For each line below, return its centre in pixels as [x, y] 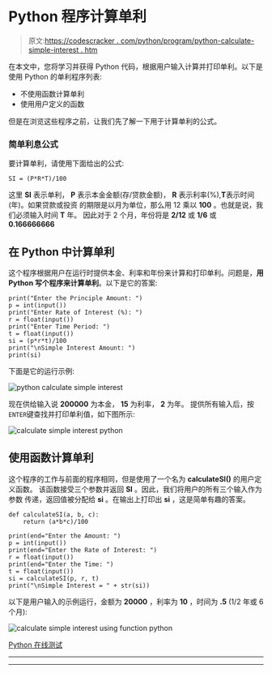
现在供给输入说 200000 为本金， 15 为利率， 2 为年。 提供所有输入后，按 [132, 404]
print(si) [25, 355]
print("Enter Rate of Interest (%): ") [76, 313]
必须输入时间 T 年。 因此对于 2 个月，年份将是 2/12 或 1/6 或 [116, 215]
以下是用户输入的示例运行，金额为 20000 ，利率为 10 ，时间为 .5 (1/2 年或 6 [136, 602]
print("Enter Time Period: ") [59, 327]
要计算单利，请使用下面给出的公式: [66, 164]
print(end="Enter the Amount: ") [65, 536]
